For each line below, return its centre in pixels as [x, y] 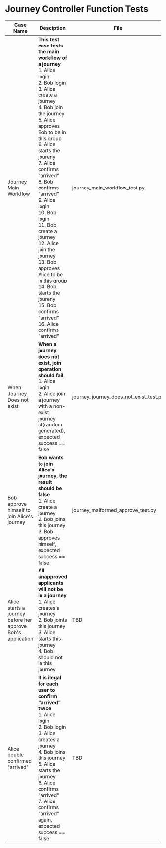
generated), [52, 430]
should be [50, 488]
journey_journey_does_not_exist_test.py [118, 397]
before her [20, 620]
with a [45, 406]
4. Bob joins [52, 752]
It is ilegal [50, 677]
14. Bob [47, 286]
